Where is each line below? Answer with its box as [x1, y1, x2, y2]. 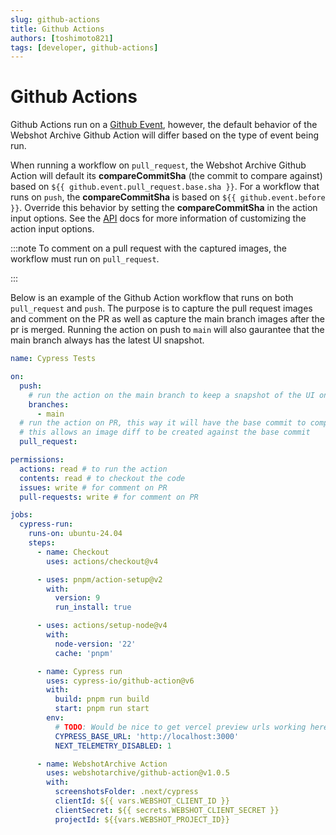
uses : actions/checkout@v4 [46, 556, 159, 566]
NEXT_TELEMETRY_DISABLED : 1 [54, 741, 172, 751]
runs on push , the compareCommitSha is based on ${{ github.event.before [10, 191, 326, 203]
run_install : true [54, 602, 132, 613]
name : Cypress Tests [10, 354, 97, 364]
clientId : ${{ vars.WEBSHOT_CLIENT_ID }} [54, 796, 230, 806]
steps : [28, 538, 56, 548]
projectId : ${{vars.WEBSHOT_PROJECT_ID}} [54, 814, 230, 825]
